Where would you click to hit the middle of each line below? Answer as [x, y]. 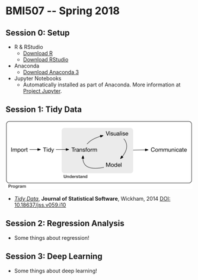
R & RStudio [28, 47]
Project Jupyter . [42, 91]
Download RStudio [46, 59]
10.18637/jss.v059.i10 [40, 205]
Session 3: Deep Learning [54, 257]
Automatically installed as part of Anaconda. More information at [102, 85]
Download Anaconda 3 [51, 72]
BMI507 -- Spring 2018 [63, 11]
